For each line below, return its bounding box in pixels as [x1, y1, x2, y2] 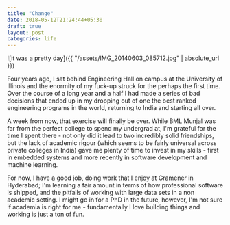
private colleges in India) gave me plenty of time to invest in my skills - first [7, 146, 219, 155]
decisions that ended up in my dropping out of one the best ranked [7, 96, 196, 105]
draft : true [7, 23, 41, 29]
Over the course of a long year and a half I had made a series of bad [7, 90, 200, 98]
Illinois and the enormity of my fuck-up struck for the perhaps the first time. [7, 82, 221, 90]
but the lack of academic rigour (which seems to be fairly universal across [7, 139, 217, 147]
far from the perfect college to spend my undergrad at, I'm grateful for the [7, 124, 216, 133]
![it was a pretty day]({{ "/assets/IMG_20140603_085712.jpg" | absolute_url [7, 54, 220, 62]
